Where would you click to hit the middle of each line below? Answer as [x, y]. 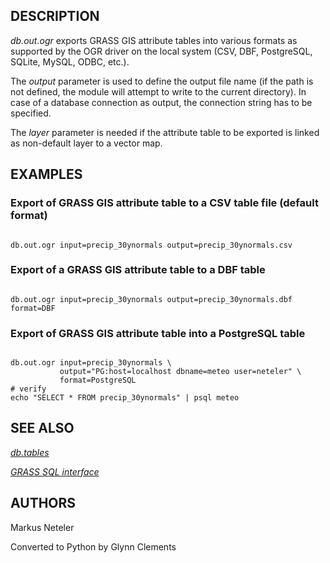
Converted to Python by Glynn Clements [93, 546]
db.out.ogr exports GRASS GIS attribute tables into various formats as [154, 40]
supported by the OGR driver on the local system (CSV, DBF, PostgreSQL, [161, 51]
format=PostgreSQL [98, 380]
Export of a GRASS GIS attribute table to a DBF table [138, 270]
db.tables [30, 452]
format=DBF [33, 308]
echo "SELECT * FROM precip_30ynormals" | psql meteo [125, 398]
